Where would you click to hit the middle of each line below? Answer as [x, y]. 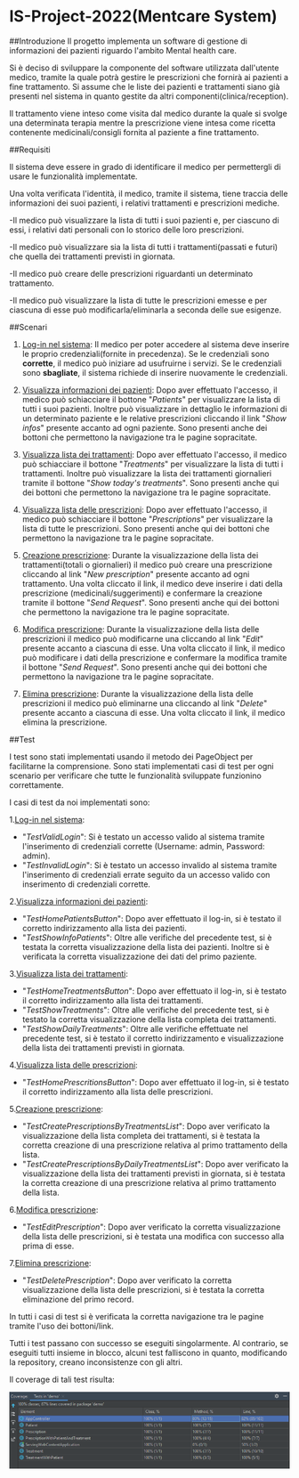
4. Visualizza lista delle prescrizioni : [73, 1065]
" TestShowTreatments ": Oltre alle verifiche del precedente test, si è [145, 1010]
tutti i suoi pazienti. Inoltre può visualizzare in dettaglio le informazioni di [154, 409]
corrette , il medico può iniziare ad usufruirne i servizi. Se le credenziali [152, 363]
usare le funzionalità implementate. [73, 176]
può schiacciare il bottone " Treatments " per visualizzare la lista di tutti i [153, 464]
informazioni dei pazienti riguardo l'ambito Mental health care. [123, 50]
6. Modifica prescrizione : [54, 1209]
